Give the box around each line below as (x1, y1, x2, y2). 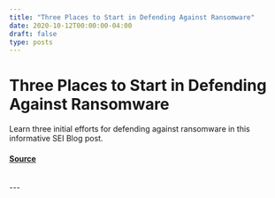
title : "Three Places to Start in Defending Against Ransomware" (9, 12, 255, 22)
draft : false (9, 29, 57, 38)
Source (9, 153, 37, 164)
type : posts (9, 37, 53, 47)
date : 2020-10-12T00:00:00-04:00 (9, 21, 133, 30)
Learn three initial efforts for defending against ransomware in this (9, 124, 250, 134)
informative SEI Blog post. (9, 133, 103, 144)
